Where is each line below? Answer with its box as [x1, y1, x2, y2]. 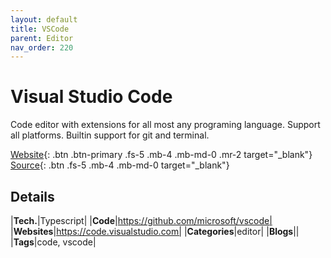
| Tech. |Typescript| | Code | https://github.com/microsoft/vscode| [10, 215, 273, 226]
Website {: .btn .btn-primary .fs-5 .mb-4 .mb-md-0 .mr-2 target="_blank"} [10, 149, 313, 161]
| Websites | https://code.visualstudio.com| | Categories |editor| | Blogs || [10, 226, 300, 237]
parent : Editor [10, 33, 74, 43]
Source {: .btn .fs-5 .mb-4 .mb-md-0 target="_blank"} [10, 159, 230, 171]
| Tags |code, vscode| [10, 236, 97, 248]
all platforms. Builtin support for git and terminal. [10, 129, 210, 141]
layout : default [10, 14, 78, 25]
